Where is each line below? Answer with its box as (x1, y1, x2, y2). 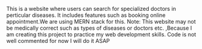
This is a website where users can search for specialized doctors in (6, 5, 176, 12)
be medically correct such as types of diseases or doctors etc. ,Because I (6, 24, 192, 31)
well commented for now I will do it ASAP (6, 38, 110, 44)
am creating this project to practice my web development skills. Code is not (6, 31, 196, 38)
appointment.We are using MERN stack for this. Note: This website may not (6, 18, 196, 25)
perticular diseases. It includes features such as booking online (6, 11, 166, 19)
